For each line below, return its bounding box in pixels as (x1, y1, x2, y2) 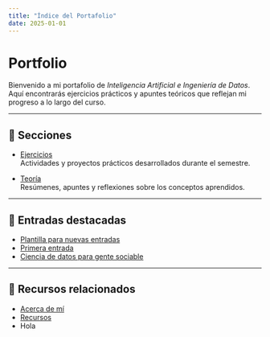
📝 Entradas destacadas (8, 213, 127, 227)
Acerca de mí (19, 303, 64, 314)
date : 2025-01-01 (8, 19, 67, 27)
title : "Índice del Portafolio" (8, 11, 117, 20)
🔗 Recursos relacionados (8, 282, 136, 296)
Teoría (19, 174, 42, 183)
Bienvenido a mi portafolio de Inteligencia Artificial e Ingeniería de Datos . (8, 80, 251, 90)
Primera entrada (19, 243, 74, 253)
